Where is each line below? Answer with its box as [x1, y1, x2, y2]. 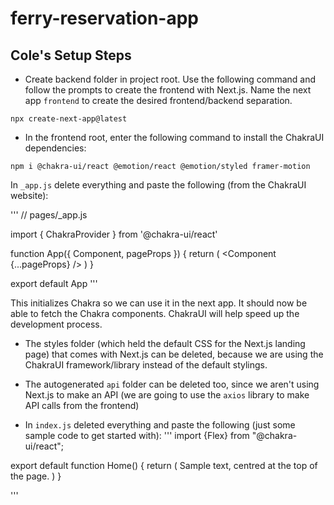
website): [10, 190, 49, 201]
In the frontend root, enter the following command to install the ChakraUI [24, 132, 325, 143]
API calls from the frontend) [24, 400, 140, 411]
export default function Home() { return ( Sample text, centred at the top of [10, 460, 318, 471]
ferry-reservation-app [10, 7, 199, 30]
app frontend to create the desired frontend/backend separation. [24, 95, 293, 106]
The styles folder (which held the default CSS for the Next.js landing [24, 338, 306, 349]
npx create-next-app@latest [10, 114, 128, 124]
